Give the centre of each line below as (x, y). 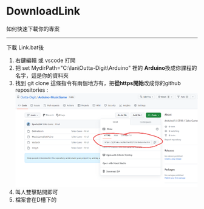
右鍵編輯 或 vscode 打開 (45, 60)
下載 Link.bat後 (25, 47)
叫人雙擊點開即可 (36, 192)
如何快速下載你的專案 (33, 29)
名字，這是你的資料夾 (42, 75)
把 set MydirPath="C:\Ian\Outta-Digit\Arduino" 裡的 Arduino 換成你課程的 (106, 67)
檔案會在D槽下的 (36, 200)
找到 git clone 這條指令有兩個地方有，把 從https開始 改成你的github (98, 83)
